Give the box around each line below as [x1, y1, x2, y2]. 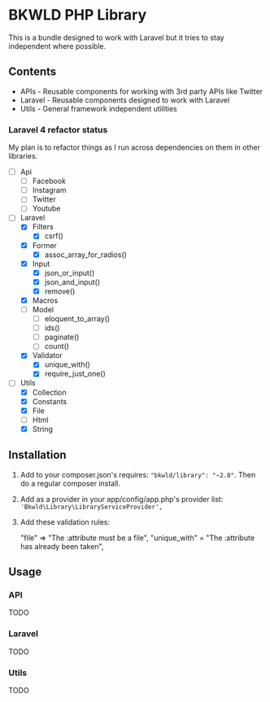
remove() [44, 286, 76, 296]
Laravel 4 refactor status [8, 124, 108, 135]
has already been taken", [20, 541, 104, 551]
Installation [8, 448, 67, 462]
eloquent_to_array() [44, 314, 111, 324]
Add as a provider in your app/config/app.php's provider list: [20, 494, 224, 504]
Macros [32, 295, 59, 305]
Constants [32, 396, 67, 406]
